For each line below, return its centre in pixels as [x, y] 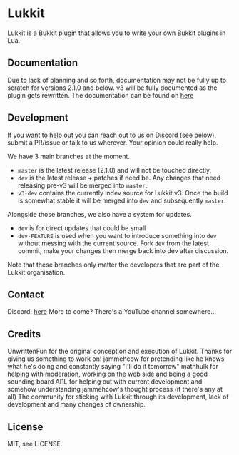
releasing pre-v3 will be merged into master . [82, 185]
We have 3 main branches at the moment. [69, 156]
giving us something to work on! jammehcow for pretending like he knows [116, 359]
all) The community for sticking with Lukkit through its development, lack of [118, 397]
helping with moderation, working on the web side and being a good [108, 374]
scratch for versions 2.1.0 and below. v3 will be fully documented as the [112, 88]
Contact [26, 294]
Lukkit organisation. [36, 272]
